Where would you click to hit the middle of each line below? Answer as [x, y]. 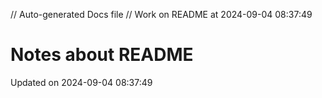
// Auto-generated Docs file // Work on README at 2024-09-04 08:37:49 [161, 14]
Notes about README [102, 55]
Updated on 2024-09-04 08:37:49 [81, 82]
